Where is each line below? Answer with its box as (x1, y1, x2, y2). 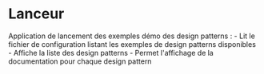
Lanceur (8, 5, 65, 23)
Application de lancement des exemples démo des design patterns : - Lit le (8, 31, 256, 41)
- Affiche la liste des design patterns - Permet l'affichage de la (8, 48, 214, 57)
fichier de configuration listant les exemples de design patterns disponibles (8, 39, 256, 49)
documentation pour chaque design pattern (8, 56, 152, 66)
